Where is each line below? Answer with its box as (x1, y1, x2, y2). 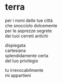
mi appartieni (5, 72, 31, 78)
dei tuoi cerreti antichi (5, 33, 49, 39)
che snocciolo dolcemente (5, 22, 58, 28)
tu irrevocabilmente (5, 67, 44, 73)
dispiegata (5, 42, 26, 48)
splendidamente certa (5, 52, 49, 58)
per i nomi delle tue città (5, 17, 53, 23)
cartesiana (5, 48, 26, 53)
